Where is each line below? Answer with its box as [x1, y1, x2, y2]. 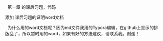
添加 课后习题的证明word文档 [5, 14, 64, 20]
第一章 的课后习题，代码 [7, 4, 56, 10]
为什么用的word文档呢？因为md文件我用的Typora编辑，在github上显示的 [7, 25, 154, 30]
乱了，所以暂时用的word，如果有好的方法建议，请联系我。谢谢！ [9, 31, 140, 36]
